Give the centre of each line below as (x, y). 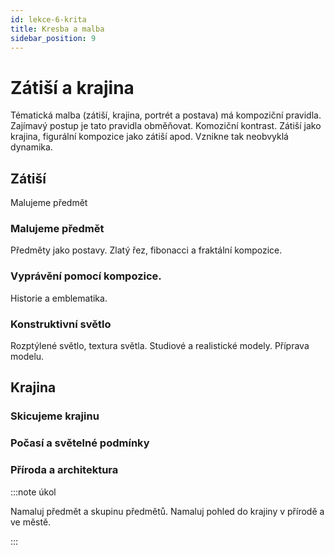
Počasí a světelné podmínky (80, 443)
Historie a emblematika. (59, 298)
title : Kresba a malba (57, 29)
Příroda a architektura (64, 470)
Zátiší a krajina (72, 87)
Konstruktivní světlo (61, 324)
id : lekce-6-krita (48, 19)
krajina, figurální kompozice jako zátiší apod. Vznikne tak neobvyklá (149, 137)
